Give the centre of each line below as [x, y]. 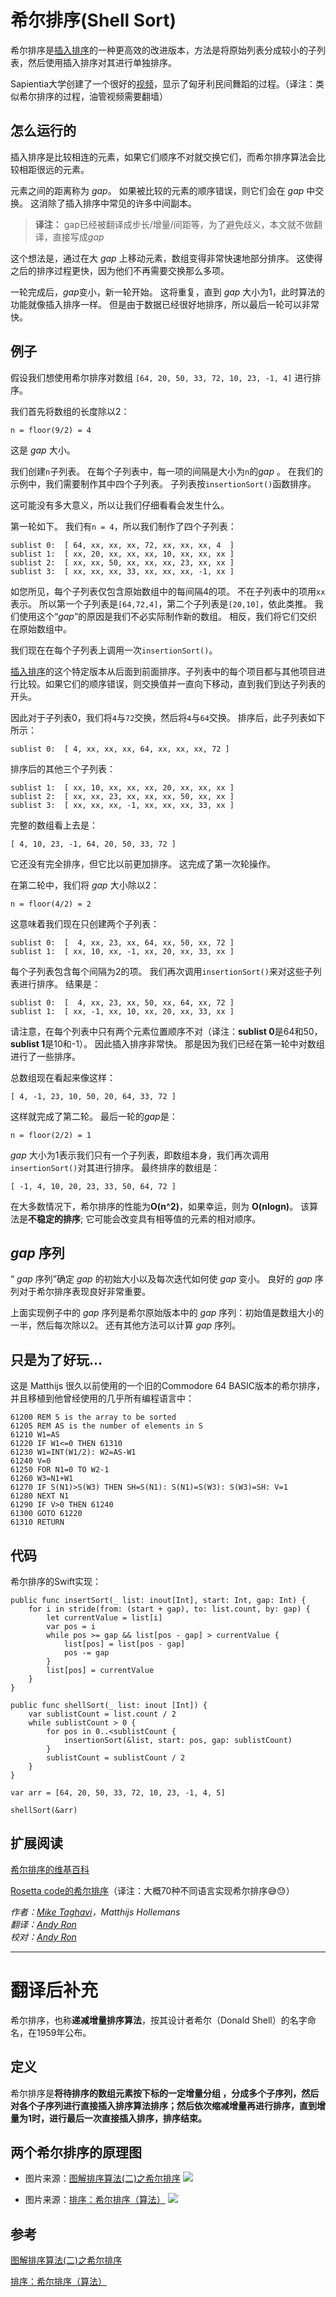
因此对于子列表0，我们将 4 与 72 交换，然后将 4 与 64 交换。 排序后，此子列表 [159, 717]
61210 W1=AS [35, 1435]
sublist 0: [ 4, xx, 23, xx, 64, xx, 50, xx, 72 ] [122, 942]
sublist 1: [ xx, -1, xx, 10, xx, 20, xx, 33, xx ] [122, 1011]
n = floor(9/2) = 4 [51, 430]
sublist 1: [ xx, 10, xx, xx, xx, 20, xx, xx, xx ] [122, 787]
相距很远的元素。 [54, 169]
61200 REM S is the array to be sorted [93, 1417]
